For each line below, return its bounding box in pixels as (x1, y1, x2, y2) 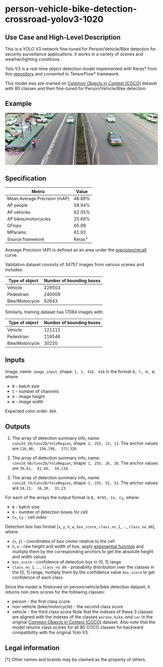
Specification (5, 174, 47, 182)
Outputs (5, 422, 31, 431)
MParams (7, 230, 27, 235)
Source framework (7, 236, 45, 242)
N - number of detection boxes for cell (12, 509, 88, 515)
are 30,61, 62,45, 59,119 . (12, 466, 69, 471)
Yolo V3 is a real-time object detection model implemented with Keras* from (5, 66, 157, 72)
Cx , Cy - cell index (12, 514, 47, 520)
